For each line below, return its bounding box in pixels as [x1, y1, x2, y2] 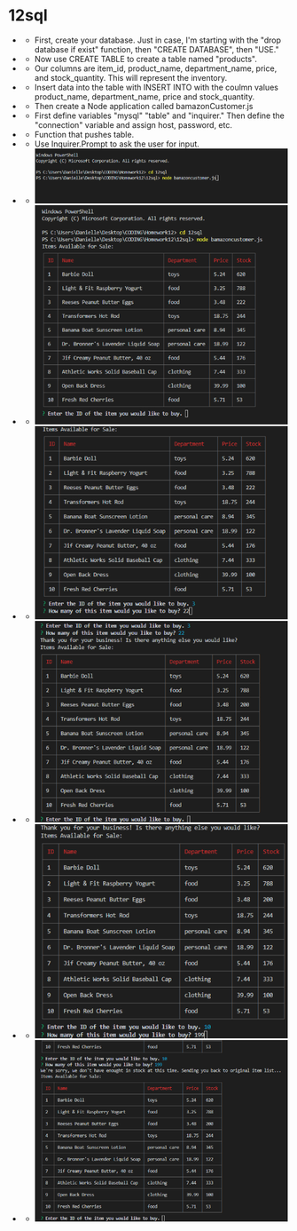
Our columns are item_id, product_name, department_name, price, [34, 63, 277, 74]
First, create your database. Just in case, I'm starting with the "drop [34, 35, 281, 45]
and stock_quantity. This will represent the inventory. [34, 72, 228, 83]
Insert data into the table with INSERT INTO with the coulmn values [34, 82, 278, 92]
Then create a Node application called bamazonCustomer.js [34, 100, 254, 111]
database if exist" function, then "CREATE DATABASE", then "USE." [34, 44, 280, 54]
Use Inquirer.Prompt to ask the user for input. [34, 139, 200, 149]
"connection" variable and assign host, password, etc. [34, 119, 232, 130]
